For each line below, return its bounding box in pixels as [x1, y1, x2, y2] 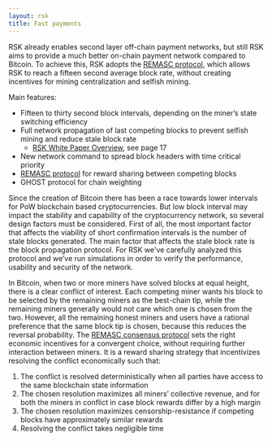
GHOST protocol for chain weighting [19, 177, 142, 187]
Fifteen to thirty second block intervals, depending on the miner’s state [19, 107, 257, 118]
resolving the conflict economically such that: [8, 356, 161, 365]
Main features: [8, 92, 57, 102]
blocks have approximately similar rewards [19, 414, 164, 424]
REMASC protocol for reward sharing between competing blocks [19, 168, 237, 178]
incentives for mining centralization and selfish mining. [8, 76, 191, 86]
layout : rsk [8, 11, 49, 20]
